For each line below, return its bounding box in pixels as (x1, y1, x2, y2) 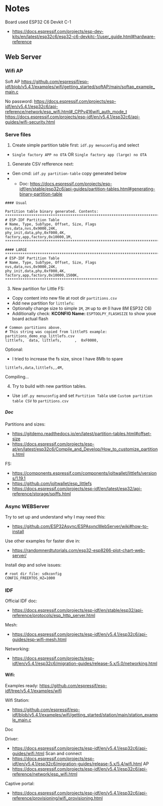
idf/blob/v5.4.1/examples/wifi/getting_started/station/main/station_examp (12, 712, 158, 717)
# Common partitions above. (5, 325, 62, 330)
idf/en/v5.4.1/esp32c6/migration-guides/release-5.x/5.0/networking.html (12, 661, 158, 666)
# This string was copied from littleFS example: (5, 329, 108, 334)
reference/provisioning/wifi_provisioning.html (12, 795, 103, 801)
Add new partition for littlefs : (12, 300, 75, 306)
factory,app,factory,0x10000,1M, (5, 234, 73, 239)
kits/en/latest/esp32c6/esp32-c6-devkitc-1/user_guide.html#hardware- (12, 34, 156, 39)
